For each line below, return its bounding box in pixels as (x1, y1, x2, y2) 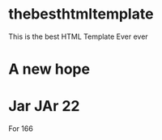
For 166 (8, 124, 34, 134)
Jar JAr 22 (8, 97, 80, 116)
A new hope (8, 60, 91, 78)
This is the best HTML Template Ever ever (8, 32, 148, 41)
